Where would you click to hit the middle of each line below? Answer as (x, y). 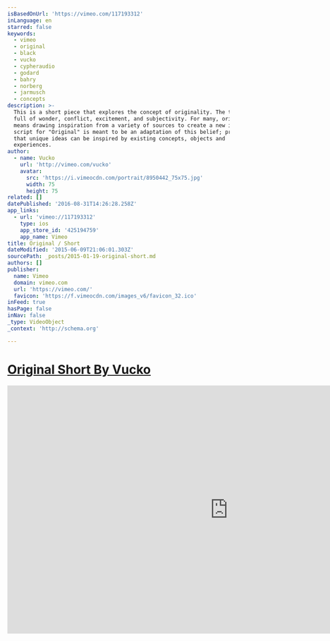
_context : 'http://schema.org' (53, 329)
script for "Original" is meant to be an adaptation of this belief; (118, 132)
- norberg (28, 86)
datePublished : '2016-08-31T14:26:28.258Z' (72, 204)
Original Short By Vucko (79, 369)
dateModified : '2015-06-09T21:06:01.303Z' (71, 250)
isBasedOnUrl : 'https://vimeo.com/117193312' (75, 14)
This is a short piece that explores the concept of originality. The (120, 112)
